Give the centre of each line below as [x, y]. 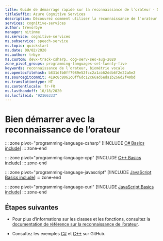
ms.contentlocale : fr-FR [30, 86]
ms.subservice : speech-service [37, 41]
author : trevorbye [24, 28]
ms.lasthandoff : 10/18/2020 [33, 91]
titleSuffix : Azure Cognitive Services [45, 14]
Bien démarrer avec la [50, 119]
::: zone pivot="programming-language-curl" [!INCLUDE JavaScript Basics [80, 187]
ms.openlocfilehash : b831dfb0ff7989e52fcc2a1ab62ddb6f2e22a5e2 [70, 73]
